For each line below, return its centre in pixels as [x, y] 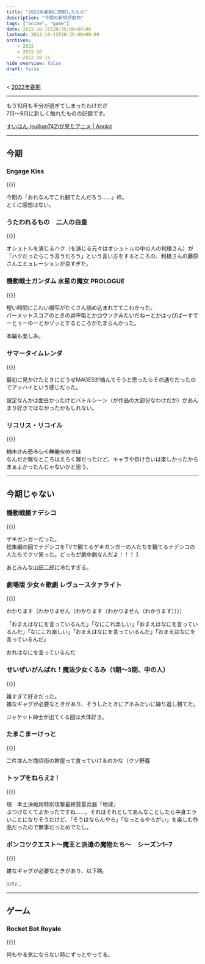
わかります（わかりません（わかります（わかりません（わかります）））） [96, 611]
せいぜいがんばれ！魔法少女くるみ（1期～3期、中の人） [88, 670]
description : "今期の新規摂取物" [45, 18]
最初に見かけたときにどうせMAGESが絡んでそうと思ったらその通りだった [99, 379]
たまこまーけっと [31, 734]
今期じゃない [31, 494]
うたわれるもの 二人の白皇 [47, 222]
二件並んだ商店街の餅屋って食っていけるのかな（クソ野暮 [78, 760]
